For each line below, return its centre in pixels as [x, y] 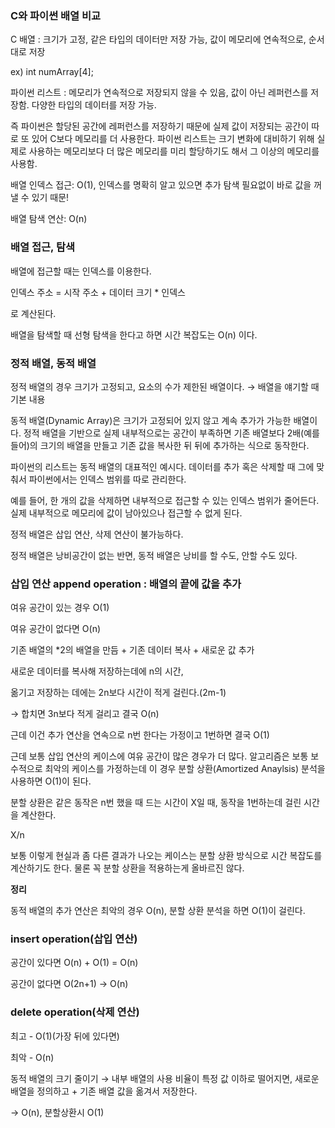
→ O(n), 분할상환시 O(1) [57, 1112]
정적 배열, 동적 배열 [53, 363]
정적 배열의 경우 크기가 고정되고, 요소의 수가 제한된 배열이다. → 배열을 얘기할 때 [165, 386]
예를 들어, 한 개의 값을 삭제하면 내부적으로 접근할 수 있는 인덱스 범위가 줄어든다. [165, 500]
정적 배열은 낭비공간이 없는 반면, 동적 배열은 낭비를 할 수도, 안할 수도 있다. [154, 555]
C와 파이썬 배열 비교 [56, 15]
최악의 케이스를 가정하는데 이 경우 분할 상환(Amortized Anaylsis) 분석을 [185, 769]
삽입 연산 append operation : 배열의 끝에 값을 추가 [126, 584]
